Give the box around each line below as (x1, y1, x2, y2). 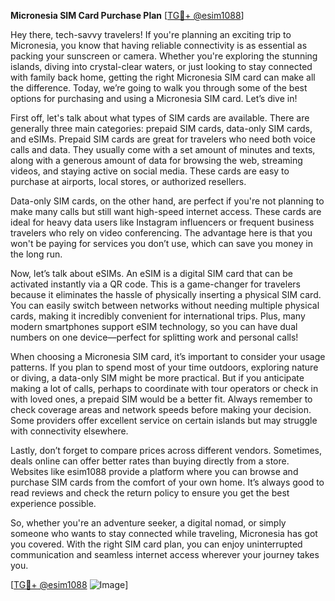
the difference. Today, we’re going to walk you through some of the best (10, 82, 308, 94)
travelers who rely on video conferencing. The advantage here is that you (10, 227, 313, 239)
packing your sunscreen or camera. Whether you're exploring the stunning (10, 50, 318, 62)
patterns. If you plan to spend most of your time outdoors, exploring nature (10, 361, 319, 373)
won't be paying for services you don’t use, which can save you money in (10, 238, 313, 249)
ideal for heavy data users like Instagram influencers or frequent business (10, 216, 315, 228)
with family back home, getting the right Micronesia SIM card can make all (10, 71, 316, 83)
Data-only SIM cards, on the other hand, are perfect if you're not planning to (10, 195, 325, 207)
